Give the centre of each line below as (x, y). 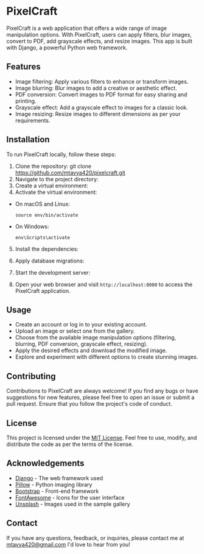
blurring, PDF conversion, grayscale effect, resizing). (81, 344)
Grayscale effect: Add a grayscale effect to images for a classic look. (102, 107)
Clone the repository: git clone (53, 166)
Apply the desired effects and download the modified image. (91, 351)
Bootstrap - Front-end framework (57, 491)
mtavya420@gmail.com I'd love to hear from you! (69, 544)
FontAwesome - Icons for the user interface (70, 497)
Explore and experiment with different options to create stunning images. (107, 357)
